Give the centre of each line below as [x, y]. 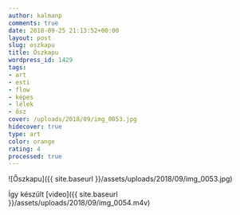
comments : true [33, 23]
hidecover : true [35, 127]
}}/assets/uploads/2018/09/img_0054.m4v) [79, 203]
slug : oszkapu [32, 45]
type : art [25, 134]
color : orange [32, 141]
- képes [21, 97]
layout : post [30, 38]
